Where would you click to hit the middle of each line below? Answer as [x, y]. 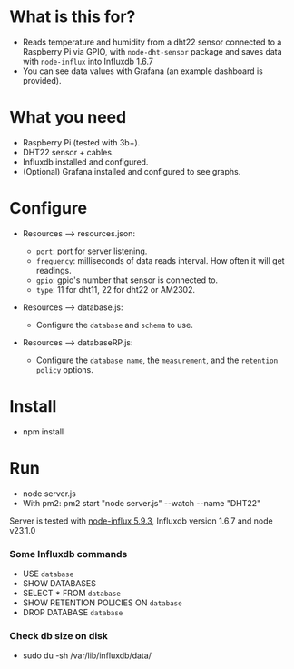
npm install [43, 431]
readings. [54, 270]
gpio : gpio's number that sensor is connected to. [127, 280]
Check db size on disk [59, 635]
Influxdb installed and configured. [85, 162]
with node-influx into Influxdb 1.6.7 [88, 61]
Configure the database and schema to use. [114, 325]
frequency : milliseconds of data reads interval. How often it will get [160, 260]
